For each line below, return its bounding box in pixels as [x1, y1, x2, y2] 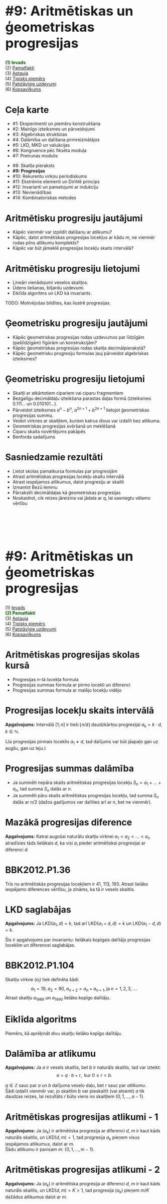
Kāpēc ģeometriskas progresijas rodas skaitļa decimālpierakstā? [12, 345, 146, 351]
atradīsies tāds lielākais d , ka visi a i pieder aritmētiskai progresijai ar [5, 840, 146, 847]
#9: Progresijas [12, 168, 45, 174]
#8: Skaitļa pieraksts [12, 162, 55, 169]
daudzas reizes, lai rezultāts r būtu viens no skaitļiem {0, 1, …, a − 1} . [5, 1094, 144, 1100]
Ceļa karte [5, 104, 49, 115]
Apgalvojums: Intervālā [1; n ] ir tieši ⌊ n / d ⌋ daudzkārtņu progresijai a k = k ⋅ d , [5, 721, 162, 729]
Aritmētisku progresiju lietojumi [5, 263, 140, 274]
